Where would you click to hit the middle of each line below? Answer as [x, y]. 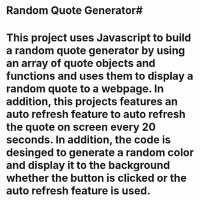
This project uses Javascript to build [99, 38]
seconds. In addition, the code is [89, 140]
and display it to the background [88, 165]
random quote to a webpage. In [85, 89]
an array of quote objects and [81, 63]
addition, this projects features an [92, 102]
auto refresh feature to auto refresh [96, 114]
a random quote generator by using [96, 51]
